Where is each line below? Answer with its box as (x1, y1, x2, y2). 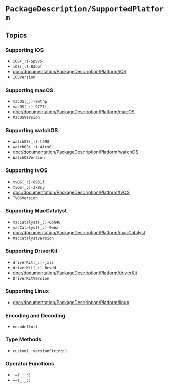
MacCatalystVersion (12, 236, 54, 241)
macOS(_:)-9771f (12, 104, 47, 110)
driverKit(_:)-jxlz (12, 260, 54, 265)
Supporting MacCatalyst (5, 207, 67, 214)
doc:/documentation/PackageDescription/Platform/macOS (12, 109, 135, 115)
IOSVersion (12, 75, 36, 80)
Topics (5, 31, 27, 39)
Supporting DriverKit (5, 247, 58, 254)
